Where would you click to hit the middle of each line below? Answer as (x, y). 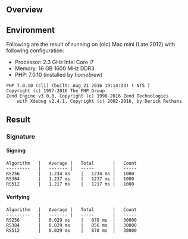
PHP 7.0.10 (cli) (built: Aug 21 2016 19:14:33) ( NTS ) (78, 86)
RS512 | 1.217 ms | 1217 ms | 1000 (70, 184)
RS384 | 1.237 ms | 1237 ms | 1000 (70, 179)
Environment (31, 30)
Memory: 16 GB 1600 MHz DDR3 (55, 68)
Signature (21, 136)
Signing (16, 150)
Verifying (18, 197)
